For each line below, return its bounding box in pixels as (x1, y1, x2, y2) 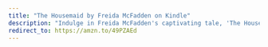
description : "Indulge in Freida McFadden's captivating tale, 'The (8, 19, 241, 27)
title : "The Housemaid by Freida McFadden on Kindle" (8, 11, 191, 20)
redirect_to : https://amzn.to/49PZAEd (8, 26, 137, 34)
